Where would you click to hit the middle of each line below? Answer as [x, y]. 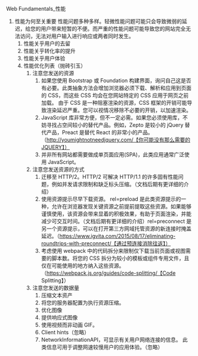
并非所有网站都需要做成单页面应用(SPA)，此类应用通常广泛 [113, 155]
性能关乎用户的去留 [47, 44]
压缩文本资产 [57, 295]
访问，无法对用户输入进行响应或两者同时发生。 [77, 36]
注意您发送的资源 [53, 73]
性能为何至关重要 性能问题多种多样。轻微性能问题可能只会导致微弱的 [98, 21]
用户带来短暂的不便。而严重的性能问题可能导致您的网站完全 [113, 29]
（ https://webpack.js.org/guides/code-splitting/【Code [108, 273]
